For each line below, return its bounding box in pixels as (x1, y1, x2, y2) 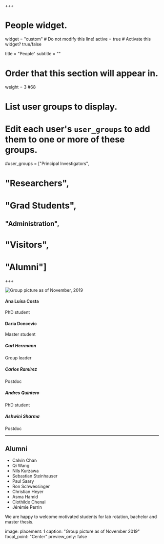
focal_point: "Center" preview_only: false (5, 533, 87, 539)
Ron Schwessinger (12, 483, 50, 489)
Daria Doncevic (5, 320, 37, 326)
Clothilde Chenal (12, 499, 46, 505)
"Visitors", (5, 239, 49, 250)
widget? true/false (5, 41, 41, 47)
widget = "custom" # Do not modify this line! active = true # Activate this (5, 36, 151, 42)
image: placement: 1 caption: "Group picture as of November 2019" (5, 528, 140, 534)
